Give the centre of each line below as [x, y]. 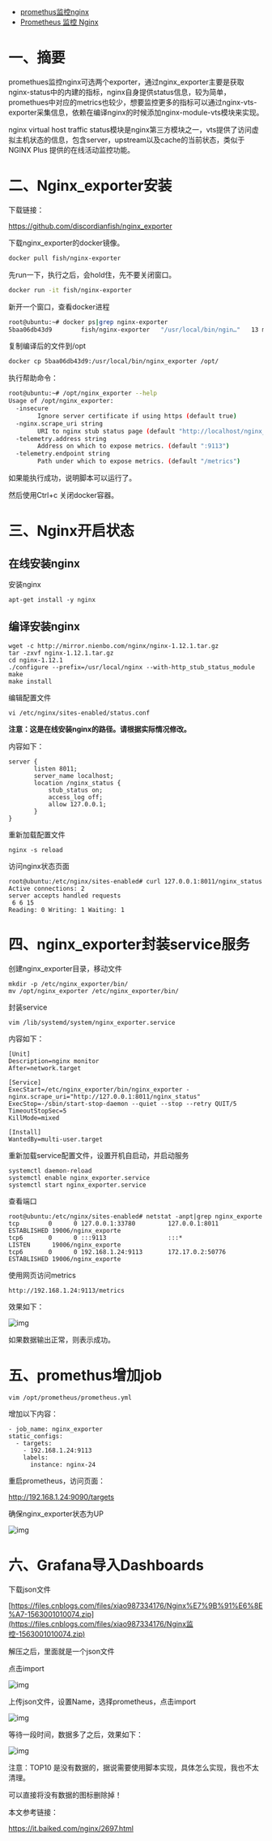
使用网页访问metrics [42, 1275]
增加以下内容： [33, 1413]
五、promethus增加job [85, 1375]
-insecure [32, 408]
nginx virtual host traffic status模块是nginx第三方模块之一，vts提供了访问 [130, 129]
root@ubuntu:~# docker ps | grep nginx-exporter [88, 322]
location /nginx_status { [77, 783]
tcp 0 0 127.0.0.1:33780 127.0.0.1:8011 [114, 1223]
